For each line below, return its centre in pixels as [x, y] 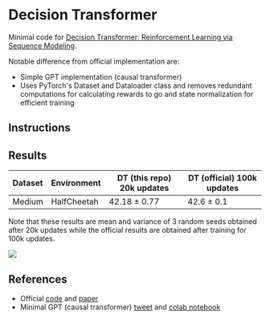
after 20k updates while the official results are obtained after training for [127, 230]
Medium [28, 201]
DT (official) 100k [222, 178]
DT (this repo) [144, 178]
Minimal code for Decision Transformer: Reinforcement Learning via [121, 37]
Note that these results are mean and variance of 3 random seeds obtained [133, 222]
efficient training [47, 102]
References [38, 279]
